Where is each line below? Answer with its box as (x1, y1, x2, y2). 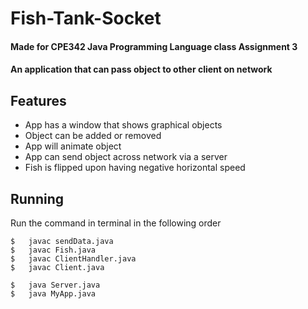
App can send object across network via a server (24, 151, 228, 163)
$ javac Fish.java (10, 245, 97, 255)
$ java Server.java (10, 280, 101, 290)
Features (10, 92, 67, 109)
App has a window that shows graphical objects (24, 119, 223, 131)
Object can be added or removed (24, 130, 162, 142)
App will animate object (24, 140, 122, 152)
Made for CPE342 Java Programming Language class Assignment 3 (10, 40, 298, 52)
